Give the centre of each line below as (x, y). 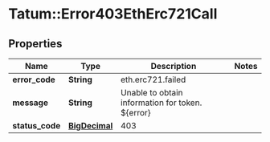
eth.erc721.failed (153, 79)
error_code (34, 79)
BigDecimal (90, 126)
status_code (37, 126)
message (30, 103)
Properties (35, 44)
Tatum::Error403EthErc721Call (113, 14)
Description (174, 66)
